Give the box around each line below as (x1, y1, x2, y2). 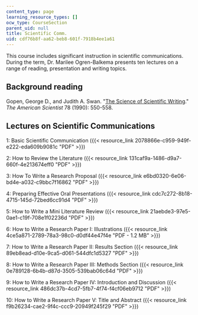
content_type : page (6, 8, 54, 15)
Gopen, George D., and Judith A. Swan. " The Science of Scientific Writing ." (6, 98, 189, 105)
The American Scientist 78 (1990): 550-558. (6, 104, 113, 111)
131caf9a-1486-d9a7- (129, 154, 182, 161)
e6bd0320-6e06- (143, 172, 187, 179)
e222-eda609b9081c (6, 143, 58, 150)
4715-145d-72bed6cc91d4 (6, 196, 71, 203)
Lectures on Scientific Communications (6, 121, 155, 131)
